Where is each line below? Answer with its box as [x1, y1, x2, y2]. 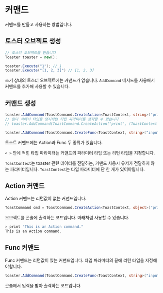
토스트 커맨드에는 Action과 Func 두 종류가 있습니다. [5, 139, 103, 145]
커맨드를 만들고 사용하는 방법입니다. [5, 21, 73, 27]
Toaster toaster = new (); [5, 54, 57, 60]
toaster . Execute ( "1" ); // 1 [5, 64, 62, 69]
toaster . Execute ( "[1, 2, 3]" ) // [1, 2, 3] [5, 68, 95, 73]
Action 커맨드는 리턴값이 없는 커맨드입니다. [5, 195, 87, 202]
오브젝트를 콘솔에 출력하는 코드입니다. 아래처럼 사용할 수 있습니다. [5, 215, 130, 221]
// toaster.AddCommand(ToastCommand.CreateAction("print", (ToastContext [5, 121, 158, 126]
